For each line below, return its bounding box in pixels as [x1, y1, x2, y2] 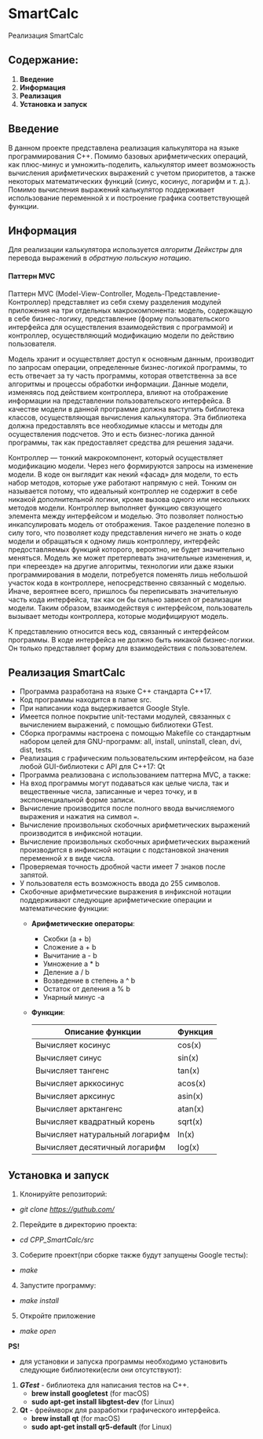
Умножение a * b [42, 959, 100, 968]
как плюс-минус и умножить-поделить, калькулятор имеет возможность [8, 159, 256, 169]
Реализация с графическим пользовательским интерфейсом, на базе [19, 753, 254, 763]
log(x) [177, 1142, 200, 1153]
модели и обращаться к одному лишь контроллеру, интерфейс [8, 536, 221, 546]
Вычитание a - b [42, 951, 97, 961]
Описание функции [64, 1027, 141, 1038]
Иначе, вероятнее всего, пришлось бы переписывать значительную [8, 586, 239, 595]
